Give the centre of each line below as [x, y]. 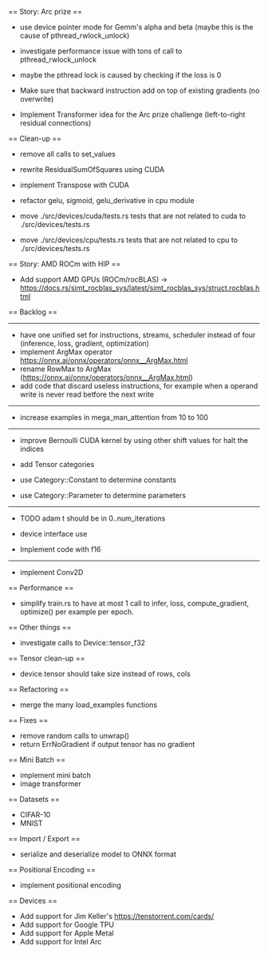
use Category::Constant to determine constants [98, 480]
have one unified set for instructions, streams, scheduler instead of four [138, 335]
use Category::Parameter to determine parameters [102, 495]
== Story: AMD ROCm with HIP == [65, 264]
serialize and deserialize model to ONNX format [98, 854]
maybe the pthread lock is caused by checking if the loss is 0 [120, 75]
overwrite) [37, 99]
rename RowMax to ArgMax [65, 369]
